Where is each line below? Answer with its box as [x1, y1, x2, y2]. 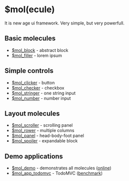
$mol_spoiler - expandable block [11, 138, 78, 144]
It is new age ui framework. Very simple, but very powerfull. [4, 20, 125, 26]
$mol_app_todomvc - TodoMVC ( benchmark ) [11, 170, 103, 176]
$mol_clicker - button [11, 80, 55, 86]
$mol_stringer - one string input [11, 90, 76, 96]
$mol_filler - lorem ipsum [11, 52, 62, 58]
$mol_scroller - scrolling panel [11, 122, 73, 128]
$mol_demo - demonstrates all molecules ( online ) [11, 165, 112, 171]
